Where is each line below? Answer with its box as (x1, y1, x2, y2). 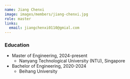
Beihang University (19, 68, 57, 74)
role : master (4, 16, 31, 21)
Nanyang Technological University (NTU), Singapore (19, 58, 126, 64)
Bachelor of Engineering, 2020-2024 (11, 63, 87, 69)
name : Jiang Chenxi (4, 7, 45, 12)
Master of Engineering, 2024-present (11, 53, 88, 59)
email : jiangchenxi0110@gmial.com (9, 26, 79, 30)
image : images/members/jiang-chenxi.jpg (4, 12, 89, 17)
